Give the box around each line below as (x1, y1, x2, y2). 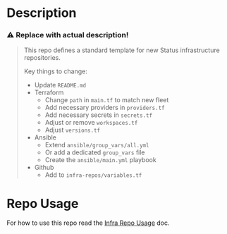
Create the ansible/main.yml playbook (44, 156, 157, 164)
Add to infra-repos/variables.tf (44, 171, 142, 179)
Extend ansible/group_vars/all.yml (44, 141, 149, 149)
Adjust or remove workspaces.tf (44, 118, 138, 127)
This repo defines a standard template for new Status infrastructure (23, 46, 220, 54)
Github (34, 164, 54, 172)
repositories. (23, 54, 61, 62)
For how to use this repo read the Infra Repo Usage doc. (6, 218, 170, 227)
